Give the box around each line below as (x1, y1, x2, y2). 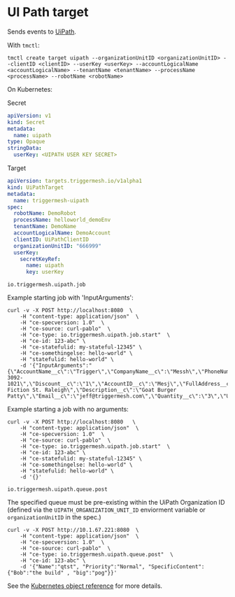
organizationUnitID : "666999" (13, 242, 101, 249)
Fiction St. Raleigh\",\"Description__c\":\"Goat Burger (7, 386, 177, 394)
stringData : (7, 145, 42, 152)
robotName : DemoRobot (13, 210, 77, 217)
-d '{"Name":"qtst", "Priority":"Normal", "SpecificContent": (20, 563, 205, 570)
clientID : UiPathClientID (13, 236, 90, 243)
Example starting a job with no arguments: (7, 405, 129, 414)
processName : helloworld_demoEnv (13, 216, 111, 224)
